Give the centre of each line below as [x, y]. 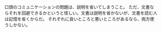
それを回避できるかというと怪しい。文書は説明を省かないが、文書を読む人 [83, 13]
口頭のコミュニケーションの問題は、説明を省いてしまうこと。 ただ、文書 [77, 7]
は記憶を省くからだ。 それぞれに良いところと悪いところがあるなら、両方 [77, 19]
